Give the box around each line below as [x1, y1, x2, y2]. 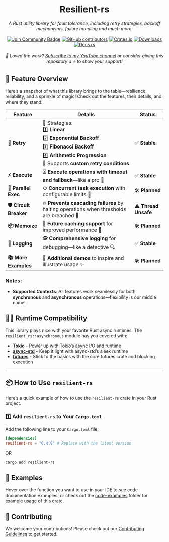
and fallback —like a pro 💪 [42, 176, 104, 183]
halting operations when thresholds [42, 206, 126, 213]
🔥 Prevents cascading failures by [42, 199, 124, 206]
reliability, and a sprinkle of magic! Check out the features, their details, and [5, 93, 162, 100]
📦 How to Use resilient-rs [5, 379, 93, 387]
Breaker [8, 210, 27, 217]
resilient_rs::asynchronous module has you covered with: [5, 332, 128, 339]
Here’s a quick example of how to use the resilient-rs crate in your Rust [5, 395, 157, 401]
